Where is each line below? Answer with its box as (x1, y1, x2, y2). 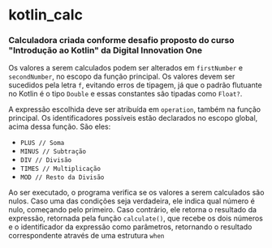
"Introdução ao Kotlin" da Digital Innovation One (8, 45, 203, 56)
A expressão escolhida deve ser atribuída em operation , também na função (8, 105, 261, 114)
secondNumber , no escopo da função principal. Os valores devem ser (8, 71, 235, 82)
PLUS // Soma (19, 139, 65, 148)
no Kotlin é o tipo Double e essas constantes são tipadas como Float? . (8, 89, 243, 99)
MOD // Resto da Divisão (19, 173, 105, 182)
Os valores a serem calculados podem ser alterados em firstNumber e (8, 63, 244, 73)
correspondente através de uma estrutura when (8, 231, 165, 241)
